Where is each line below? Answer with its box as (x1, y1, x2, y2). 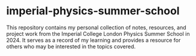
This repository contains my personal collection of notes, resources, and (6, 24, 186, 31)
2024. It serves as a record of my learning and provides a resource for (6, 36, 181, 43)
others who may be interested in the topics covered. (6, 43, 136, 50)
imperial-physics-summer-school (6, 4, 180, 18)
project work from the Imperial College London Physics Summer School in (6, 30, 190, 37)
